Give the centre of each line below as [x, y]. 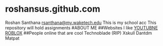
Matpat [12, 38]
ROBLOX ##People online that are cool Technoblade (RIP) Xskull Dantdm [79, 33]
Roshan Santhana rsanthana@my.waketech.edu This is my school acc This [81, 23]
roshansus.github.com [53, 9]
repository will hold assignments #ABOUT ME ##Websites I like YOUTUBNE [81, 27]
